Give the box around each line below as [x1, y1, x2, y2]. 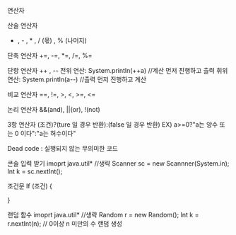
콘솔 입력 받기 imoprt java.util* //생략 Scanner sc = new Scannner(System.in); [7, 159, 230, 168]
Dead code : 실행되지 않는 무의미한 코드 [7, 144, 119, 152]
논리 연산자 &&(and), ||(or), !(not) [7, 105, 100, 113]
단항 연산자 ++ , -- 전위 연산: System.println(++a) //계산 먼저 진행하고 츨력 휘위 [7, 67, 228, 74]
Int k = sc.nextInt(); [7, 167, 63, 176]
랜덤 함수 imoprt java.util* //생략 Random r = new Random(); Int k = [7, 211, 199, 219]
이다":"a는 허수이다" [20, 130, 76, 137]
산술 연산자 [7, 21, 38, 30]
